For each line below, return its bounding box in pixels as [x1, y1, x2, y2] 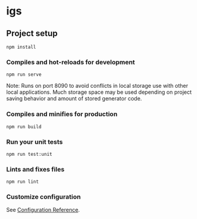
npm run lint [6, 179, 39, 185]
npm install [6, 44, 36, 50]
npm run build [6, 123, 42, 130]
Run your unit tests [6, 137, 63, 146]
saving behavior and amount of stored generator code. [6, 95, 142, 102]
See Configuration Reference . [6, 206, 80, 214]
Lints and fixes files [6, 165, 65, 173]
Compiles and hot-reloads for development [6, 58, 136, 66]
